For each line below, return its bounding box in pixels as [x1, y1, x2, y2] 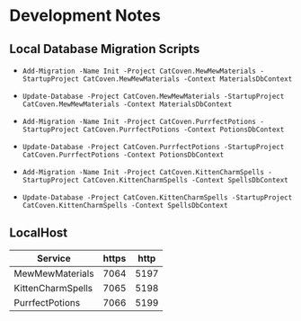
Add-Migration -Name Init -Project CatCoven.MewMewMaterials [22, 67, 257, 76]
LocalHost [9, 226, 68, 241]
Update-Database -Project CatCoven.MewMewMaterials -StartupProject [22, 92, 285, 101]
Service [37, 252, 72, 264]
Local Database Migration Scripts [9, 41, 200, 57]
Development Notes [9, 5, 162, 26]
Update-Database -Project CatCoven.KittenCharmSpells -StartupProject [22, 193, 293, 202]
